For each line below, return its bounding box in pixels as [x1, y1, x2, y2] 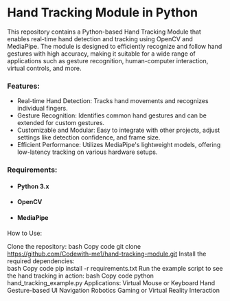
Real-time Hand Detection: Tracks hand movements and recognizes [16, 97, 209, 105]
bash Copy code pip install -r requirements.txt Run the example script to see [7, 264, 223, 272]
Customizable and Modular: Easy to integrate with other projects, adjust [16, 126, 220, 135]
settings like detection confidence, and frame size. [16, 133, 161, 142]
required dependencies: [7, 256, 75, 265]
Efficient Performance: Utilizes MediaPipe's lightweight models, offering [16, 141, 221, 149]
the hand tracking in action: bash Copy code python [7, 271, 154, 280]
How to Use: [7, 229, 43, 237]
